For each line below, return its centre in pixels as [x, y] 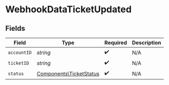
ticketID [18, 63]
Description [146, 43]
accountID [20, 52]
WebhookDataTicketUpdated [69, 9]
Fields [15, 28]
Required [116, 43]
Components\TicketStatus [68, 74]
